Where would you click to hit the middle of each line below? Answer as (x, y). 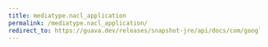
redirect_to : (30, 30)
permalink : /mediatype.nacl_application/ (78, 23)
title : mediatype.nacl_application (67, 16)
